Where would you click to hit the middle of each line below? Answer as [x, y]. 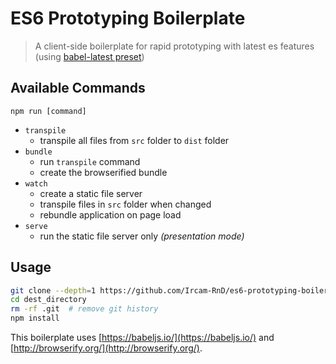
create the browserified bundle [103, 172]
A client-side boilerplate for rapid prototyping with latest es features [174, 46]
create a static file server [91, 193]
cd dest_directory [48, 300]
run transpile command [90, 161]
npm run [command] [48, 111]
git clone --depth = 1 [53, 290]
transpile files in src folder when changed [125, 204]
